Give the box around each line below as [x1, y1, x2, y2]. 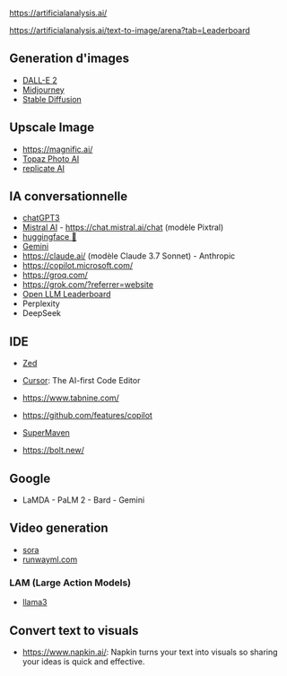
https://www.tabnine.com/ [22, 392, 119, 403]
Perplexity [22, 298, 60, 309]
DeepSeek [22, 308, 61, 319]
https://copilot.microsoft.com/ [22, 260, 133, 271]
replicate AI [22, 162, 65, 173]
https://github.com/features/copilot [22, 410, 152, 421]
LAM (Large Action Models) [9, 576, 132, 589]
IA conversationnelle [9, 189, 128, 205]
